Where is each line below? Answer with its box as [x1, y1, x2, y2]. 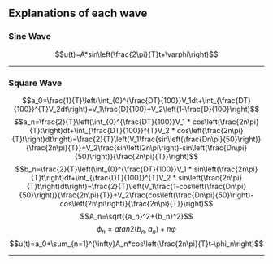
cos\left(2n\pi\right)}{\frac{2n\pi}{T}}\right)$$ [59, 198, 214, 208]
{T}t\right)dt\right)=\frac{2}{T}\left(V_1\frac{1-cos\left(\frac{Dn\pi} [26, 181, 247, 191]
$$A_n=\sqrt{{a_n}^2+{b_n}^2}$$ [80, 211, 193, 221]
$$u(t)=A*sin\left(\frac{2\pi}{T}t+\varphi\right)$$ [54, 49, 219, 59]
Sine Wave [8, 31, 51, 42]
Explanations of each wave [8, 6, 148, 20]
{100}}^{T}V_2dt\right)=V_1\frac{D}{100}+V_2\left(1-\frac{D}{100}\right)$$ [13, 104, 260, 114]
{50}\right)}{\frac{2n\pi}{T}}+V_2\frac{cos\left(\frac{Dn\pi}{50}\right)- [19, 190, 254, 200]
